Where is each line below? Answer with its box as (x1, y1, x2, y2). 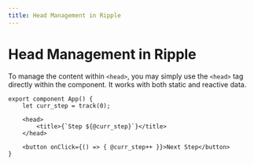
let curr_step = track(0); (22, 101, 111, 110)
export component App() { (8, 95, 93, 103)
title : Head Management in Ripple (8, 11, 122, 20)
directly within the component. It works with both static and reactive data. (8, 79, 247, 89)
